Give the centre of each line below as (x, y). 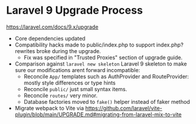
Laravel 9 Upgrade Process (75, 10)
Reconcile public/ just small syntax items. (75, 89)
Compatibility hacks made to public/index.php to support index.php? (99, 45)
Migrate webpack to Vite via (49, 108)
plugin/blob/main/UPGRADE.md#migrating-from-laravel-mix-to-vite (98, 114)
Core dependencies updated (50, 38)
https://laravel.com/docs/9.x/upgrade (52, 27)
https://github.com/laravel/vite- (124, 108)
